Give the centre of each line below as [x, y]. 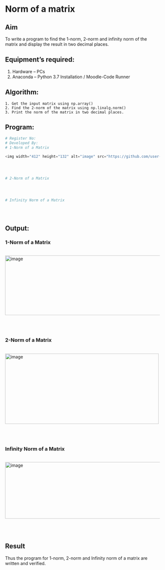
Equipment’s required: [40, 60]
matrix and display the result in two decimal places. [57, 44]
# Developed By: [22, 143]
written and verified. [26, 563]
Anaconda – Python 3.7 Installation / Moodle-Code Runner [71, 77]
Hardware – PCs [28, 71]
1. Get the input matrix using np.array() [49, 104]
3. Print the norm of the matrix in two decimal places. [65, 112]
